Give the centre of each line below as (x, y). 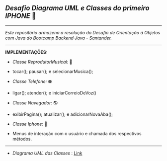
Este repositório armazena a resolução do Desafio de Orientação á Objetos (83, 32)
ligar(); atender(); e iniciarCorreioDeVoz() (54, 93)
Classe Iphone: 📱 (30, 124)
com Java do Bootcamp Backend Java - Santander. (58, 38)
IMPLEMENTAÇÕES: (27, 52)
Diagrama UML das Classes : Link (47, 153)
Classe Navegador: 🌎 (35, 103)
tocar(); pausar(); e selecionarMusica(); (53, 71)
